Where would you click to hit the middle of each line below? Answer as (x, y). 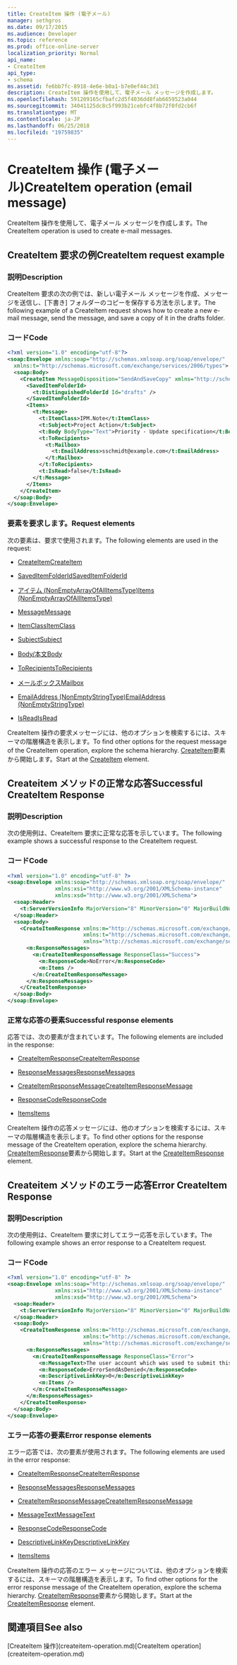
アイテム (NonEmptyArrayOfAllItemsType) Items (86, 590)
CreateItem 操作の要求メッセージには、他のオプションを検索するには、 (111, 732)
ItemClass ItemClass (46, 625)
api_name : (22, 60)
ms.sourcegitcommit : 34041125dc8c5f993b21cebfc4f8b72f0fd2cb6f (102, 106)
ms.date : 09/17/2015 (38, 27)
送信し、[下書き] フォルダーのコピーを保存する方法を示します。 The (118, 302)
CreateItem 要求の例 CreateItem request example (116, 255)
